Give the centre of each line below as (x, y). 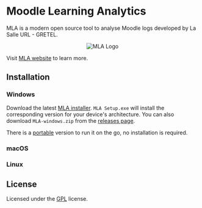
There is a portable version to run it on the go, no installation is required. (97, 133)
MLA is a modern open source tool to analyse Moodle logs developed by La (101, 28)
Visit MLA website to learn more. (47, 58)
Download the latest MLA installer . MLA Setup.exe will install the (85, 108)
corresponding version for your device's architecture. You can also (90, 114)
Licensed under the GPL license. (47, 199)
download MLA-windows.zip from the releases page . (71, 120)
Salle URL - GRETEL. (32, 34)
